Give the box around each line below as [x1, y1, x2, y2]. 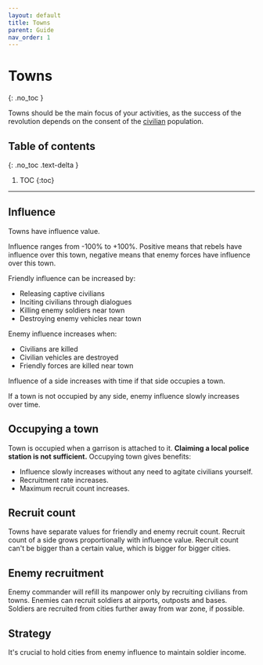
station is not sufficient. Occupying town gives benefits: [8, 451, 192, 461]
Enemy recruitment [8, 566, 104, 579]
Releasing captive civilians [19, 288, 106, 298]
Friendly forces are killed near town [19, 360, 134, 370]
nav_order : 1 [8, 33, 51, 42]
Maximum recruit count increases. [19, 484, 131, 493]
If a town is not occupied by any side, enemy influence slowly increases [8, 391, 240, 400]
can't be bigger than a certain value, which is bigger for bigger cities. [8, 543, 231, 554]
